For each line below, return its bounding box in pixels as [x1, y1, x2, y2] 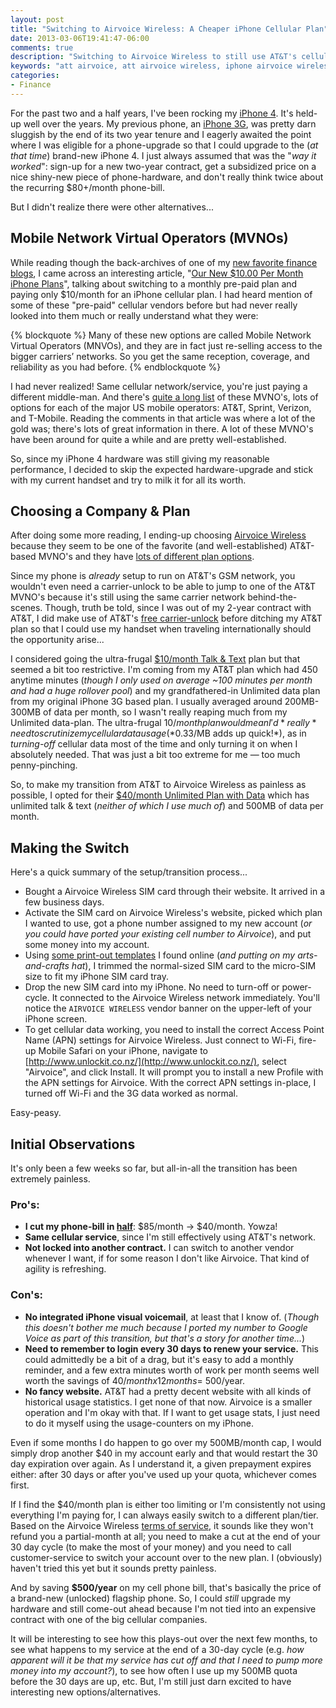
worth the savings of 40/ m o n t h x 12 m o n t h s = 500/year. [24, 1374, 245, 1386]
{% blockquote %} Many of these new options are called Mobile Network [10, 329, 312, 341]
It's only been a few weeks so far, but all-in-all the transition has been [10, 1162, 298, 1174]
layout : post [10, 14, 65, 25]
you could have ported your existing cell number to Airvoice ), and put [24, 928, 312, 940]
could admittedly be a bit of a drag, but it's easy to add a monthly [24, 1353, 294, 1365]
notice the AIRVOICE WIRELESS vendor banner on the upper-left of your [24, 1002, 312, 1015]
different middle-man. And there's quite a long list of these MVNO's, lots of [10, 391, 319, 403]
